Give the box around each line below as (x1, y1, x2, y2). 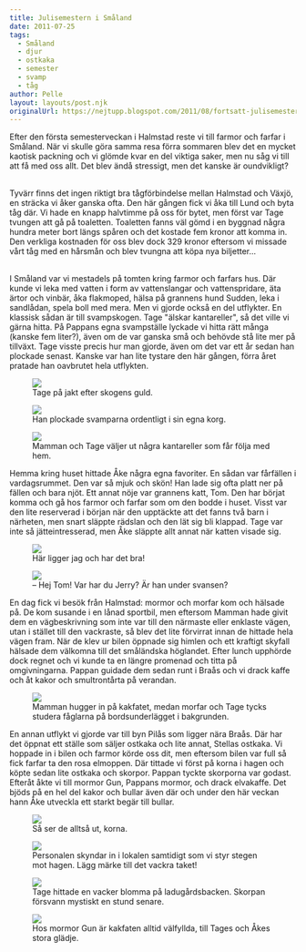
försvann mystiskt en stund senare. (32, 896, 165, 907)
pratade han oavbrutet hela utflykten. (9, 361, 148, 372)
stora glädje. (32, 933, 79, 944)
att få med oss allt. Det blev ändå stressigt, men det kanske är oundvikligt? (9, 160, 289, 171)
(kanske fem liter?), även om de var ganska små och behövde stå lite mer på (9, 332, 296, 343)
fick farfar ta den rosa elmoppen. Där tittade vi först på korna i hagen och (9, 758, 284, 769)
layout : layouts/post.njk (9, 97, 107, 107)
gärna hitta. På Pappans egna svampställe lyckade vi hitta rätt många (9, 322, 269, 333)
